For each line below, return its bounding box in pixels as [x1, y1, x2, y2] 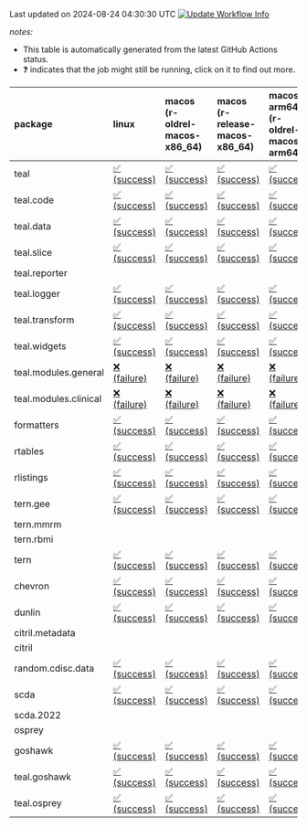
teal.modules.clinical [14, 393, 102, 405]
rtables [14, 445, 45, 457]
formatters [14, 419, 59, 431]
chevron [14, 580, 50, 592]
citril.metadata [14, 627, 76, 639]
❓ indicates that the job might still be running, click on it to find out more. [22, 64, 296, 75]
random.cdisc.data [14, 663, 94, 674]
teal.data [14, 220, 52, 232]
